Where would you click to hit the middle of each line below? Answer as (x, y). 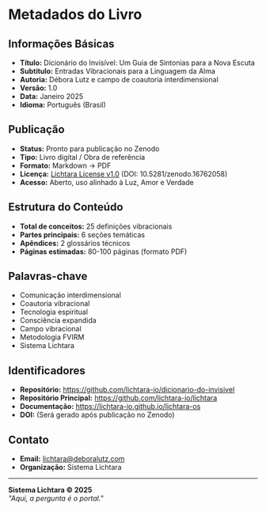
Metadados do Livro (75, 15)
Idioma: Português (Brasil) (63, 105)
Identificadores (47, 371)
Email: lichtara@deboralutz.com (72, 459)
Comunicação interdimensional (70, 295)
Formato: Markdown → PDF (65, 165)
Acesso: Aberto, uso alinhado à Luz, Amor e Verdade (106, 182)
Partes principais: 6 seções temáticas (82, 234)
